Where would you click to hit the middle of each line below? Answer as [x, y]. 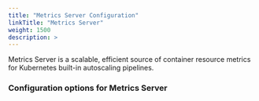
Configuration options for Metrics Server [88, 88]
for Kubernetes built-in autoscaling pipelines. [81, 68]
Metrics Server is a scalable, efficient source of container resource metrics [129, 60]
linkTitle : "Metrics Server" [56, 23]
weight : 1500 [30, 30]
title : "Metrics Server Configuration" [74, 15]
